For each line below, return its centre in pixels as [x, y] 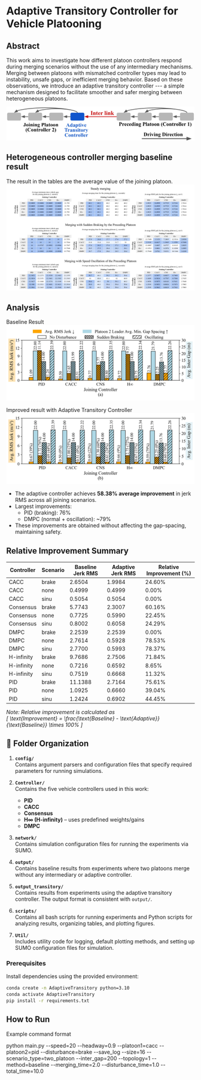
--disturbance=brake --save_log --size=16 [93, 1052]
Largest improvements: [43, 506]
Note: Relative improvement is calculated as [61, 712]
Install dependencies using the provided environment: [72, 976]
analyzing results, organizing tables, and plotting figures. [85, 923]
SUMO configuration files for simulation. [64, 947]
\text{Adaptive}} [140, 718]
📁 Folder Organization [48, 744]
